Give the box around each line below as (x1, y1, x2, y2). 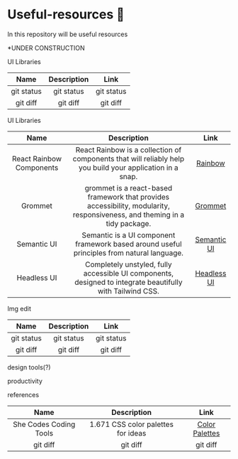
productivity (7, 377, 42, 385)
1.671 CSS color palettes (89, 419, 174, 429)
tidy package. (106, 218, 152, 228)
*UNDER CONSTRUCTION (7, 43, 85, 52)
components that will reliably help (72, 153, 185, 163)
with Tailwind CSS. (97, 286, 159, 296)
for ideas (116, 428, 147, 438)
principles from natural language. (73, 248, 184, 258)
